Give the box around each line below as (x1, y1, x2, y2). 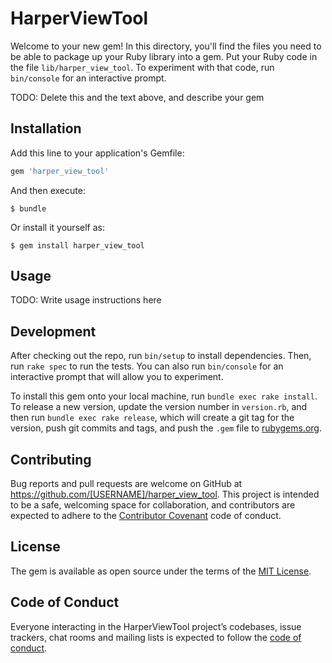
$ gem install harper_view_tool (10, 240, 145, 251)
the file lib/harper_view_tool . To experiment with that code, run (10, 61, 275, 73)
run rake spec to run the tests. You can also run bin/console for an (10, 360, 284, 372)
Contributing (10, 451, 92, 468)
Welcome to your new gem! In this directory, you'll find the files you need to (10, 40, 322, 52)
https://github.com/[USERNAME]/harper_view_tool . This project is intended (10, 488, 320, 501)
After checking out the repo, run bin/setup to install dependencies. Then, (10, 350, 312, 362)
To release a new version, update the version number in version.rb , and (10, 401, 308, 413)
